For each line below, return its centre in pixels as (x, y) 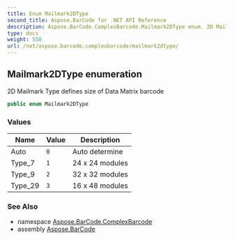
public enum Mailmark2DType (48, 104)
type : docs (23, 33)
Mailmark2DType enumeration (75, 74)
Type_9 (23, 174)
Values (19, 121)
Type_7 (23, 163)
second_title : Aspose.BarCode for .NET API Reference (87, 20)
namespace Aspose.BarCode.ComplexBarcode (85, 222)
